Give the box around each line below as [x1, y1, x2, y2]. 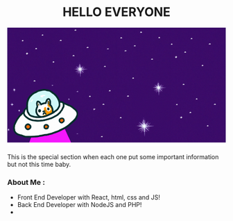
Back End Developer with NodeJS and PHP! [17, 201, 142, 209]
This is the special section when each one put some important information [7, 153, 219, 161]
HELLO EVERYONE [62, 4, 171, 20]
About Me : [7, 178, 45, 188]
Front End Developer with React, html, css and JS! [17, 193, 161, 202]
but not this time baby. [7, 161, 71, 169]
